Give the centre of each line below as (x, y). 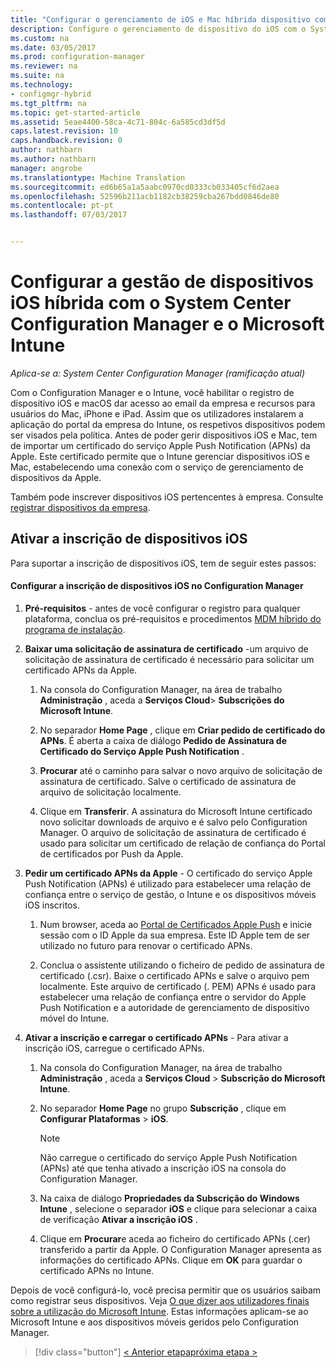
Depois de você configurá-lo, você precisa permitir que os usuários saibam (166, 1290)
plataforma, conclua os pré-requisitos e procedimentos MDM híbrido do (173, 618)
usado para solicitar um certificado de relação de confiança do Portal (182, 843)
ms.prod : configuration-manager (77, 57)
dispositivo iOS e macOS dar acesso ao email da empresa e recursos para (163, 403)
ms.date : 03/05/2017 (53, 47)
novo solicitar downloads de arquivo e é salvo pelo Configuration (173, 822)
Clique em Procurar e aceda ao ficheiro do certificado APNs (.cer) (175, 1238)
